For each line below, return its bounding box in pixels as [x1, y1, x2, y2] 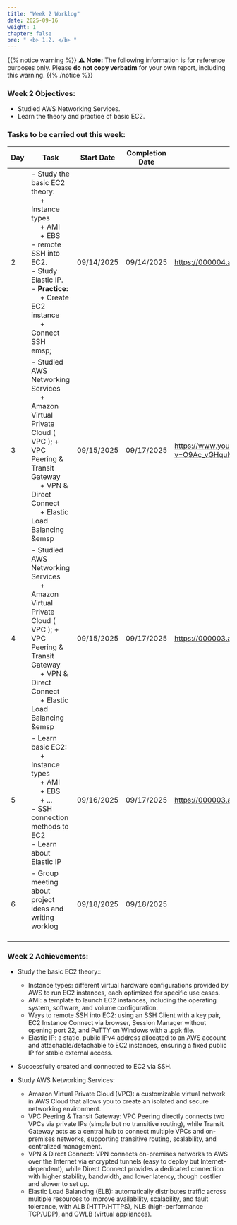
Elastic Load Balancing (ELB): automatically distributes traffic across [28, 1188, 226, 1196]
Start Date [80, 153, 116, 162]
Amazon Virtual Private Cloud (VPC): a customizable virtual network [28, 1089, 226, 1099]
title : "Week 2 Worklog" [7, 10, 80, 18]
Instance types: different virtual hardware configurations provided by [28, 981, 229, 990]
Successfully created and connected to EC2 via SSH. [17, 1063, 172, 1071]
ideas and [31, 904, 64, 913]
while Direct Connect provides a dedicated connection [65, 1165, 224, 1173]
